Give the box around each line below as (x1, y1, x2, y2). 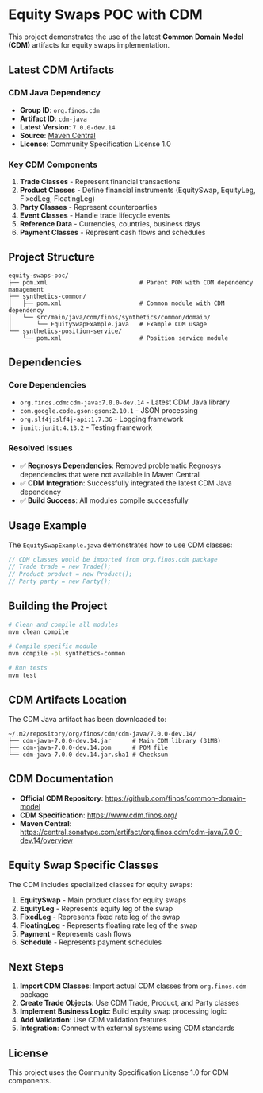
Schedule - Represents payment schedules (19, 937, 162, 947)
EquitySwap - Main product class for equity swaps (19, 895, 187, 905)
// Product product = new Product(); (8, 570, 133, 578)
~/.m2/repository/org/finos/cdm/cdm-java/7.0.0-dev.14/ (8, 729, 196, 738)
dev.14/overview (19, 836, 74, 845)
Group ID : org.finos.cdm (19, 105, 101, 114)
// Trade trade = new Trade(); (8, 562, 112, 571)
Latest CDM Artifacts (8, 64, 115, 77)
